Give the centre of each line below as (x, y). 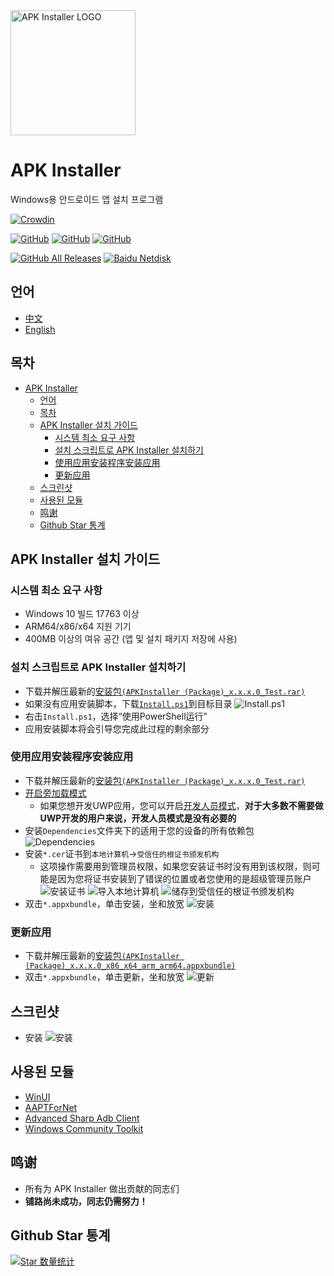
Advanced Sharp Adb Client (82, 1118)
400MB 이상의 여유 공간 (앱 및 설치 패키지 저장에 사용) (131, 639)
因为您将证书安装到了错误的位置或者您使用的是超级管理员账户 (184, 878)
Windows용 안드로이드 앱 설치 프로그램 (87, 199)
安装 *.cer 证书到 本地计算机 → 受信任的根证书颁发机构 (122, 853)
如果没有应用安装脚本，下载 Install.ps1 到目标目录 (128, 703)
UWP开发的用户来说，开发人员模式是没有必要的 (138, 818)
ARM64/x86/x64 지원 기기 (78, 626)
